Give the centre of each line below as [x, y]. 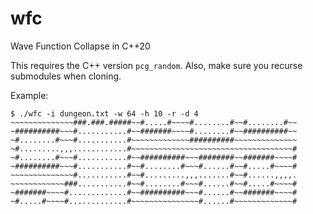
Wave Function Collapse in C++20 [80, 46]
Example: [29, 95]
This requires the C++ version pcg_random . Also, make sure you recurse [156, 65]
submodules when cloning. [66, 76]
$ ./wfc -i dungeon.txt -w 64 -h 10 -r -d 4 [104, 113]
